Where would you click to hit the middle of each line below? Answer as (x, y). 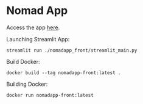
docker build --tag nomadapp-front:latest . (64, 73)
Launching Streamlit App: (38, 39)
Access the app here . (33, 27)
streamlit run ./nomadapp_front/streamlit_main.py (72, 50)
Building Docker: (27, 84)
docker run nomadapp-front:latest (50, 95)
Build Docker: (23, 61)
